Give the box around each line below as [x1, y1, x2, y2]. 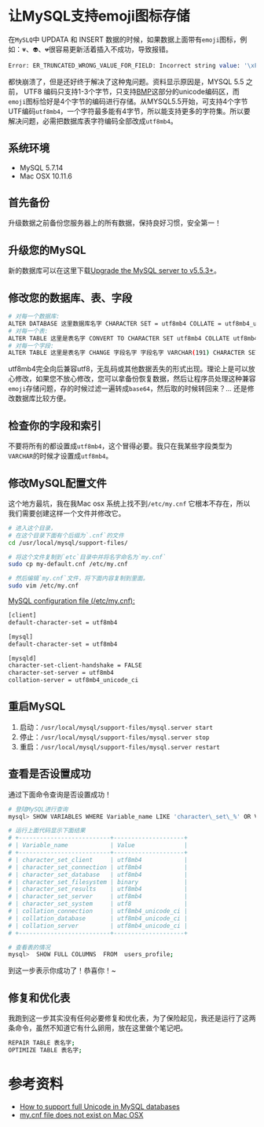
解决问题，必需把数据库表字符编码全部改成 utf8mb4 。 [8, 116, 178, 126]
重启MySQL [8, 700, 66, 713]
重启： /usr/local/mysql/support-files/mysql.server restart [19, 742, 220, 751]
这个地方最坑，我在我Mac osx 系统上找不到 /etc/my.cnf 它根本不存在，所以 [8, 499, 251, 508]
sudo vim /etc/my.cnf [8, 582, 79, 590]
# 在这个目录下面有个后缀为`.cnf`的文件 [8, 532, 124, 540]
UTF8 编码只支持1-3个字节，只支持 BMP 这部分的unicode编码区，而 [23, 87, 240, 96]
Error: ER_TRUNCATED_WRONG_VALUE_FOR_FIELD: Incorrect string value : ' [8, 61, 247, 69]
